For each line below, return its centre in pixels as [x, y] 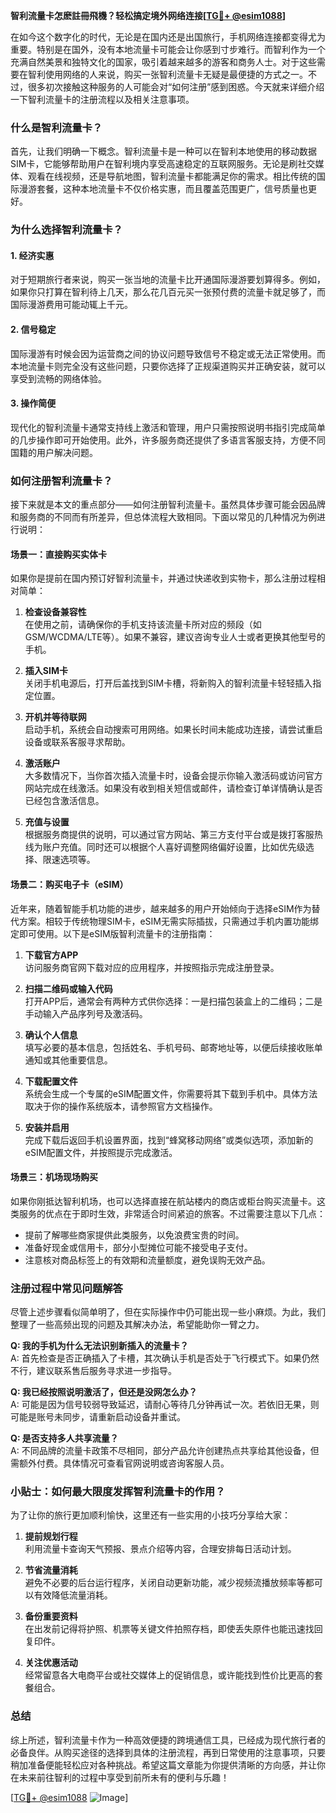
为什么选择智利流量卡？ [66, 230]
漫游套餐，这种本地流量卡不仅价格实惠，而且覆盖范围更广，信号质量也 [163, 189]
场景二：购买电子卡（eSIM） [69, 884]
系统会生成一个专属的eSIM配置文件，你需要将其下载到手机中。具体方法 [171, 1093]
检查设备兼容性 [55, 612]
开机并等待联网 [55, 717]
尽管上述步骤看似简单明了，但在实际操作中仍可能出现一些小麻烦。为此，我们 [168, 1312]
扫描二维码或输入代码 [68, 988]
